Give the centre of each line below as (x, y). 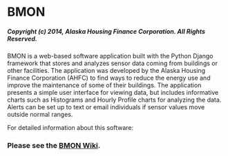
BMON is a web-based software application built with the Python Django (110, 56)
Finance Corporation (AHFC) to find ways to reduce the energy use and (109, 78)
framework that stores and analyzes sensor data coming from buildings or (112, 63)
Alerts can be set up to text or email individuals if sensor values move (106, 107)
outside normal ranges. (40, 115)
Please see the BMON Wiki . (54, 146)
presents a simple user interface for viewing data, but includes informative (113, 93)
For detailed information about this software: (70, 128)
